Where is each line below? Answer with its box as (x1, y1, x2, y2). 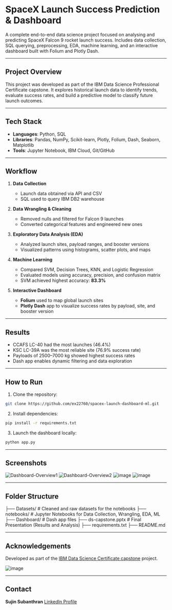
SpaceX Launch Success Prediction (5, 4, 160, 15)
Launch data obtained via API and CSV (20, 190, 102, 197)
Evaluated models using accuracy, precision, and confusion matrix (20, 272, 161, 278)
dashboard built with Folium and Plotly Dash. (5, 48, 99, 54)
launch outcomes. (5, 98, 44, 104)
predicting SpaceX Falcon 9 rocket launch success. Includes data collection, (5, 37, 166, 43)
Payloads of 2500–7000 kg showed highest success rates (12, 353, 136, 359)
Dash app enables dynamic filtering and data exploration (12, 358, 132, 364)
